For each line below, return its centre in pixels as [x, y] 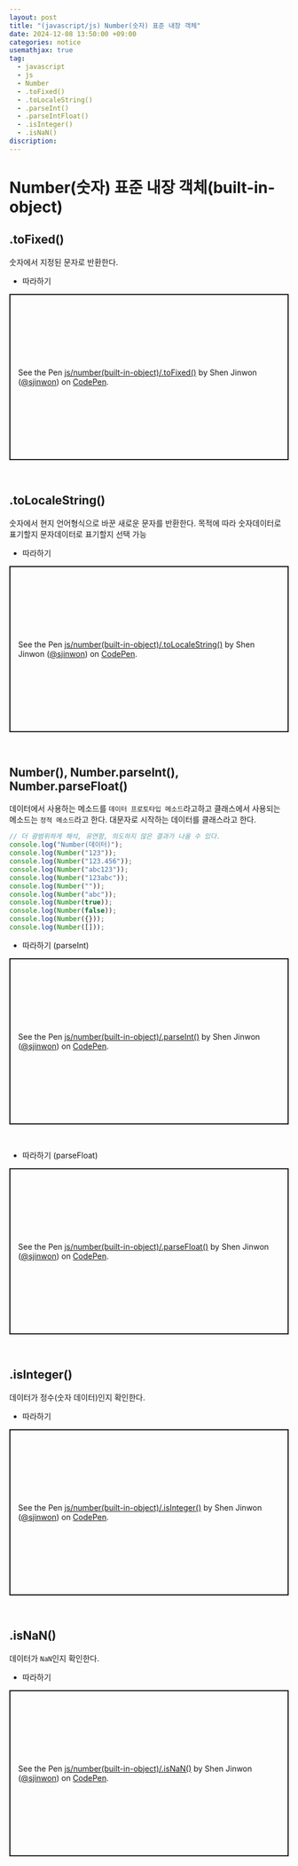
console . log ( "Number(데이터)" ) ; [66, 845]
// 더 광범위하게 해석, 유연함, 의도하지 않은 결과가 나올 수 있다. [115, 837]
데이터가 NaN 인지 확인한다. [55, 1658]
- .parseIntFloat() [53, 116]
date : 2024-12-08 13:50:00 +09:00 [73, 34]
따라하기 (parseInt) [55, 945]
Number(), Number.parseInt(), [94, 772]
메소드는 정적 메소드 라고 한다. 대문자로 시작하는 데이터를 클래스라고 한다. [133, 820]
